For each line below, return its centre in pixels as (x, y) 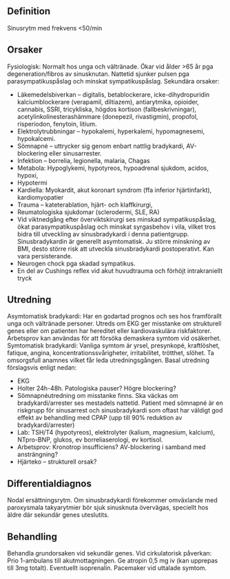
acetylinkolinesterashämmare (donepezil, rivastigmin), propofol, (107, 116)
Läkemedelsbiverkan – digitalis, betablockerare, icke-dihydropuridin (113, 94)
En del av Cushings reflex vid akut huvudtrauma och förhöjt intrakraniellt (119, 270)
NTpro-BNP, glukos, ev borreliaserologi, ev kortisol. (90, 440)
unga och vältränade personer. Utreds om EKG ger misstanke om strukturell (114, 323)
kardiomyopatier (40, 197)
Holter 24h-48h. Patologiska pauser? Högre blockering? (97, 388)
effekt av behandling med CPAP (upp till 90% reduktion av (100, 418)
